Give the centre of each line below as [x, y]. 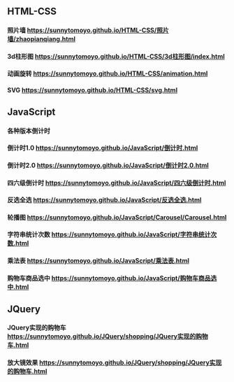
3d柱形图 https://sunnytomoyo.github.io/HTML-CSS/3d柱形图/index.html [116, 56]
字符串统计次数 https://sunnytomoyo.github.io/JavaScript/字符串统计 [109, 234]
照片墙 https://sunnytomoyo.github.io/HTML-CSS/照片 [88, 30]
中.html [18, 287]
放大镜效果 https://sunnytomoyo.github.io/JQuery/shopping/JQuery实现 [115, 362]
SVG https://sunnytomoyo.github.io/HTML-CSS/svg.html [93, 90]
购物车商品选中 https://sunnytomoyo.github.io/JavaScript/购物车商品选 [112, 278]
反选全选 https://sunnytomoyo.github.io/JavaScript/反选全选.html [104, 200]
